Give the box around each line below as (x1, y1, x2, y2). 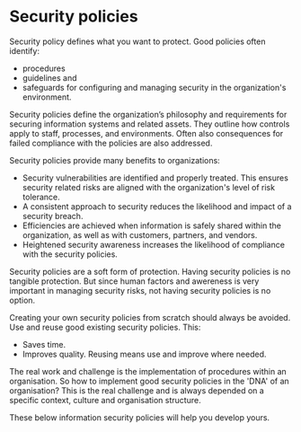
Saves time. (22, 339, 66, 349)
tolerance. (22, 191, 60, 202)
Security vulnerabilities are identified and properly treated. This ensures (22, 172, 289, 183)
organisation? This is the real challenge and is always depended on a (9, 384, 265, 396)
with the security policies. (22, 249, 119, 260)
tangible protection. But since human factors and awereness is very (9, 276, 260, 287)
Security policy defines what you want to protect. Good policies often (9, 36, 266, 47)
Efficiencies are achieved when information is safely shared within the (22, 220, 281, 231)
